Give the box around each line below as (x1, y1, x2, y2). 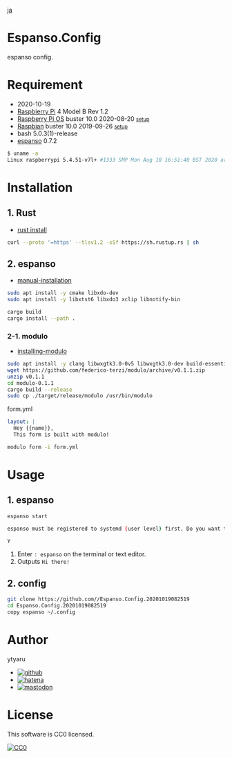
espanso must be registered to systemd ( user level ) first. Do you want (7, 525, 221, 532)
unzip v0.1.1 (7, 373, 45, 380)
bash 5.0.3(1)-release (17, 129, 78, 138)
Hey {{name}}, (13, 425, 54, 432)
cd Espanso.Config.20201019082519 (7, 603, 107, 609)
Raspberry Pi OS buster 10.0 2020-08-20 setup (17, 114, 150, 123)
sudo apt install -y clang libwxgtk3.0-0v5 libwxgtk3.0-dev (7, 361, 184, 368)
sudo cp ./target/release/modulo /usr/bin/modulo (7, 392, 153, 399)
